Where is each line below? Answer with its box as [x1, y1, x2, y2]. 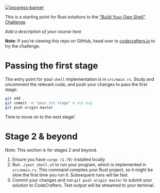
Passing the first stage [5, 60, 98, 71]
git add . [5, 96, 25, 101]
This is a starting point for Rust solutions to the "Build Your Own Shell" [5, 14, 146, 19]
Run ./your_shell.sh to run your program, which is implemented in [12, 161, 146, 167]
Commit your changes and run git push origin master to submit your [12, 177, 152, 183]
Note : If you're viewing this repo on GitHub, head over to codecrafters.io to [5, 38, 156, 44]
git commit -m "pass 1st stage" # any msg [5, 100, 92, 105]
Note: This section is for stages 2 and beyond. [5, 147, 98, 153]
